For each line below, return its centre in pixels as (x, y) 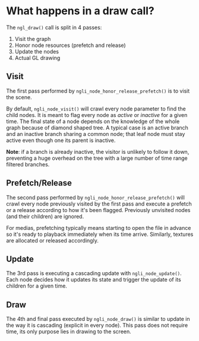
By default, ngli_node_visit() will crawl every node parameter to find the (96, 109)
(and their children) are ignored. (45, 216)
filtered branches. (28, 164)
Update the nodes (37, 51)
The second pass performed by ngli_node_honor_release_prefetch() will (96, 197)
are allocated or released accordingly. (53, 240)
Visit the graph (33, 39)
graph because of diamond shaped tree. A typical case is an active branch (97, 127)
